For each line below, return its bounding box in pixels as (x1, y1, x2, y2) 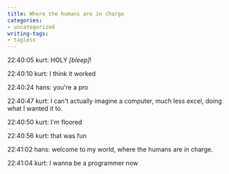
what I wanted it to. (7, 104, 63, 113)
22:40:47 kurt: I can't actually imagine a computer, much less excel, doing (7, 97, 222, 106)
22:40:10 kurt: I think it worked (7, 70, 97, 78)
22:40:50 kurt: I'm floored (7, 118, 82, 127)
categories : (7, 17, 42, 24)
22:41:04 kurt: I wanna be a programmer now (7, 159, 139, 168)
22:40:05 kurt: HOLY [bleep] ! (7, 56, 92, 64)
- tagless (7, 37, 37, 44)
